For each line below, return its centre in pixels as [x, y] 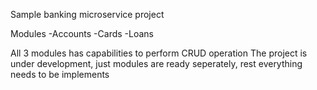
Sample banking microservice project [87, 14]
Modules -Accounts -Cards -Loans [82, 33]
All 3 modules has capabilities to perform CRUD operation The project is [159, 53]
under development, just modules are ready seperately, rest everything [156, 63]
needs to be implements [60, 74]
